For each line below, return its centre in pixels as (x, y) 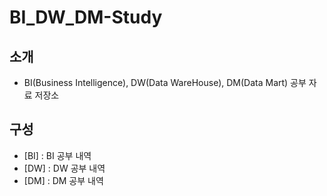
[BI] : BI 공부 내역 (57, 155)
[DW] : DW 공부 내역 (64, 168)
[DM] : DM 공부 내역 (63, 180)
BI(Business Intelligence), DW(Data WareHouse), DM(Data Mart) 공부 (165, 82)
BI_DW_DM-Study (86, 17)
